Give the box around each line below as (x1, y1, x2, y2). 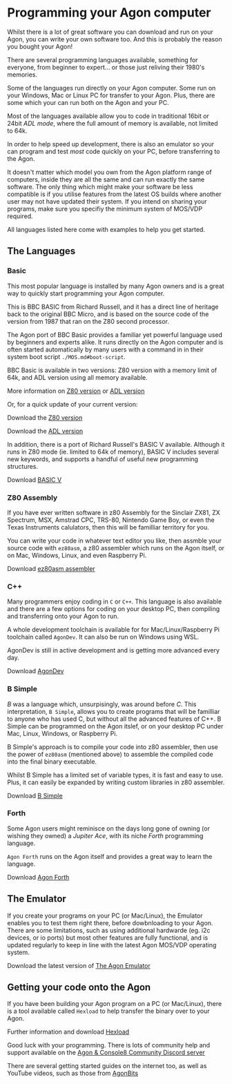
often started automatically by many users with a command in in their (7, 345, 204, 354)
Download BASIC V (7, 475, 62, 484)
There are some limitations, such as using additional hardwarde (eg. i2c (7, 926, 211, 934)
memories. (7, 70, 38, 79)
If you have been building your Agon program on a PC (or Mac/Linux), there (7, 1000, 222, 1008)
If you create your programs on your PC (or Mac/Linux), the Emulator (7, 911, 203, 920)
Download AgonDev (7, 667, 64, 675)
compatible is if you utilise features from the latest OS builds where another (7, 190, 222, 198)
